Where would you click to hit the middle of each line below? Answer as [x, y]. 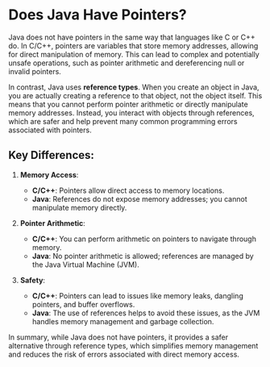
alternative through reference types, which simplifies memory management [133, 345]
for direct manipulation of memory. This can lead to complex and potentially [134, 54]
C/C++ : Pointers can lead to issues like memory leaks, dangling [137, 295]
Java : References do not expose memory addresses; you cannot [139, 198]
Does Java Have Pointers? [98, 15]
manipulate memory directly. [79, 207]
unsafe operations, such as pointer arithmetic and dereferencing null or [127, 63]
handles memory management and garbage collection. [123, 321]
